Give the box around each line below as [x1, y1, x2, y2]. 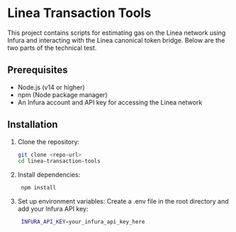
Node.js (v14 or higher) [17, 83, 85, 92]
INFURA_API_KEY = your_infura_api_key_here [21, 219, 145, 226]
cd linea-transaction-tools [17, 158, 101, 165]
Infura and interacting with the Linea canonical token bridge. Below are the [7, 35, 225, 44]
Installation [7, 118, 58, 131]
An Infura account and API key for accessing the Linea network [17, 98, 203, 106]
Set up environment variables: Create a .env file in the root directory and [17, 197, 229, 206]
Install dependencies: [17, 170, 81, 179]
